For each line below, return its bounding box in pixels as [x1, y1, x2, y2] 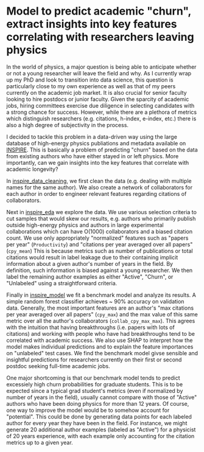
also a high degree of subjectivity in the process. [6, 121, 129, 128]
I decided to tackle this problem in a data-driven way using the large [6, 133, 178, 141]
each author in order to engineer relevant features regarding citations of [6, 190, 187, 197]
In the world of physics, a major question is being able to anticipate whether [6, 63, 197, 71]
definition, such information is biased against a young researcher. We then [6, 266, 193, 274]
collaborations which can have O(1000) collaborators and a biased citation [6, 228, 193, 235]
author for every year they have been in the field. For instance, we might [6, 419, 188, 426]
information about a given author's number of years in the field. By [6, 260, 174, 267]
